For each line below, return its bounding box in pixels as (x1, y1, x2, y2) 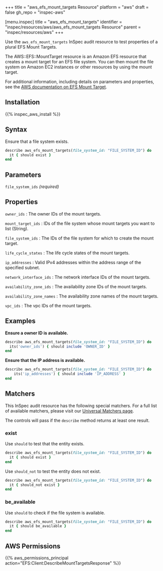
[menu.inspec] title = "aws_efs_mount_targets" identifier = (5, 19, 122, 25)
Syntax (5, 125, 27, 134)
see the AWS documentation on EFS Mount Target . (5, 84, 107, 90)
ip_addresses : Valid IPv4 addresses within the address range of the (5, 259, 142, 265)
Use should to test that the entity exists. (5, 441, 84, 447)
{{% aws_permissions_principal (5, 555, 69, 561)
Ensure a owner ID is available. (5, 330, 68, 336)
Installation (5, 98, 40, 107)
